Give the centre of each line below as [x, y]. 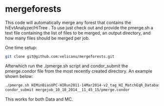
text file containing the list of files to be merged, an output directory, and [78, 33]
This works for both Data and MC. [39, 99]
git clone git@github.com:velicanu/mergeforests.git [60, 56]
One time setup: [21, 47]
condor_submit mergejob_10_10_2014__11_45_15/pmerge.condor [68, 90]
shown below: [19, 76]
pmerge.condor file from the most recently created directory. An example [79, 71]
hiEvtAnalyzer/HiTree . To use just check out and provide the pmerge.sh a [79, 27]
